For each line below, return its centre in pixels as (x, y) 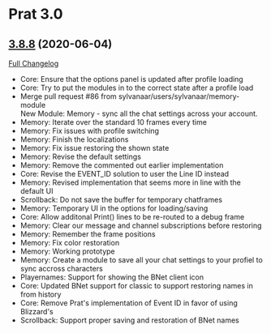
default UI (37, 191)
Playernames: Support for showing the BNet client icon (112, 277)
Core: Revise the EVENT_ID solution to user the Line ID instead (125, 174)
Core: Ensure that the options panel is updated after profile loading (131, 79)
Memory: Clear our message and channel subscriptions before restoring (141, 225)
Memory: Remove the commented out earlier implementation (122, 165)
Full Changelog (34, 63)
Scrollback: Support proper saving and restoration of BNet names (129, 320)
